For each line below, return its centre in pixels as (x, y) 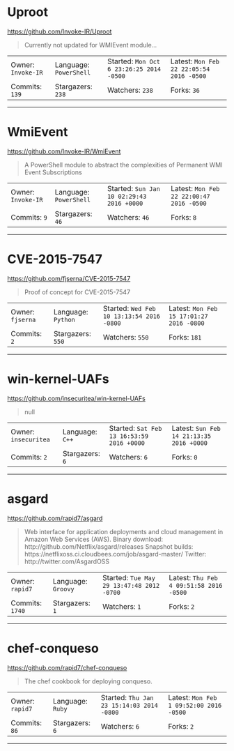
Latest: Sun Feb (196, 428)
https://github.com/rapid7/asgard (55, 518)
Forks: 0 (185, 457)
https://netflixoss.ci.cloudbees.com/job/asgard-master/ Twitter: (115, 554)
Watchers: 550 (126, 337)
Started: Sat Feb (135, 428)
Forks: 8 (184, 217)
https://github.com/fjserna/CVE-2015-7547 (69, 278)
